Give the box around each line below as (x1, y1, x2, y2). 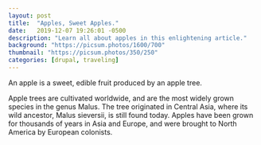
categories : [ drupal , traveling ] (8, 57, 119, 65)
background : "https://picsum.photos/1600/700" (8, 41, 166, 49)
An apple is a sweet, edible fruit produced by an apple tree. (8, 77, 203, 88)
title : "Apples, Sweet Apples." (8, 19, 119, 27)
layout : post (8, 11, 52, 20)
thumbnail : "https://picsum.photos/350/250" (8, 49, 158, 57)
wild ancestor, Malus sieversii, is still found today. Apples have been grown (8, 110, 254, 120)
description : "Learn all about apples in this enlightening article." (8, 33, 247, 42)
